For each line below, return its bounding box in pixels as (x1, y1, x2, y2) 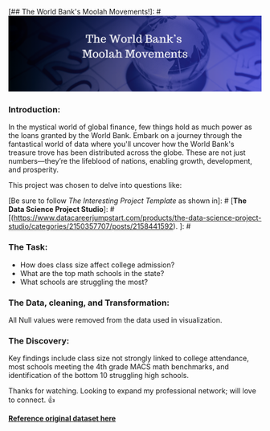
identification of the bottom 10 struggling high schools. (8, 371, 190, 380)
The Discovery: (8, 335, 70, 346)
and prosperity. (8, 165, 59, 175)
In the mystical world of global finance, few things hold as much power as (8, 122, 252, 132)
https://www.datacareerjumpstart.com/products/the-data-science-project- (13, 213, 262, 223)
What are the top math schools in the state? (19, 268, 165, 278)
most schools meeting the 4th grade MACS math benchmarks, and (8, 362, 229, 372)
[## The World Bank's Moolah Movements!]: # (8, 7, 162, 16)
